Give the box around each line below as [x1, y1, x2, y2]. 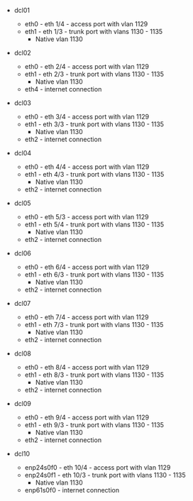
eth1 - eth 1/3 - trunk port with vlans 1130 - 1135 [24, 28, 163, 35]
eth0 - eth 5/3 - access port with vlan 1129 [24, 213, 149, 221]
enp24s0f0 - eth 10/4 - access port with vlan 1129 [24, 463, 171, 471]
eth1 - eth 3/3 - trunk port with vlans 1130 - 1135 [24, 120, 165, 128]
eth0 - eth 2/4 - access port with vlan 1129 [24, 62, 150, 70]
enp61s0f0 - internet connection [24, 486, 119, 494]
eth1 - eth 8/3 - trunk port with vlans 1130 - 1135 [24, 370, 165, 379]
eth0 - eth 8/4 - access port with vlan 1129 [24, 363, 150, 371]
